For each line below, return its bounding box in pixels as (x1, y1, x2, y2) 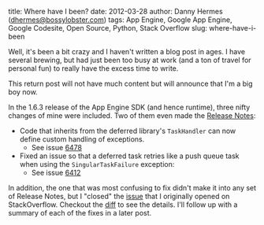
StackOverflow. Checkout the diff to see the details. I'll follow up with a (8, 200, 238, 209)
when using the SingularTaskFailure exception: (19, 160, 175, 168)
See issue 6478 (31, 143, 83, 152)
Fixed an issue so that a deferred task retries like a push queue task (19, 151, 240, 160)
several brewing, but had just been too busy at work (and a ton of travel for (8, 55, 251, 65)
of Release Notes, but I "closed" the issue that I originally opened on (8, 192, 230, 201)
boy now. (8, 87, 38, 97)
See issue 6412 (31, 168, 81, 177)
